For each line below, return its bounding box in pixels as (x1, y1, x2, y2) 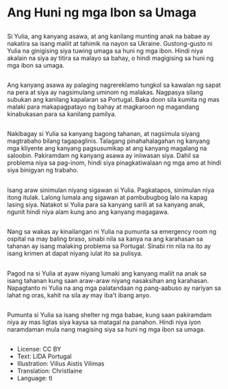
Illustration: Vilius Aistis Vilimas (16, 360, 105, 368)
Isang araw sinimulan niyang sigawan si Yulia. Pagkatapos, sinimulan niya (7, 186, 214, 194)
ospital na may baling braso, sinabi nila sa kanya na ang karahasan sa (7, 234, 203, 243)
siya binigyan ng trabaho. (7, 166, 79, 174)
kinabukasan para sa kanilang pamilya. (7, 109, 116, 118)
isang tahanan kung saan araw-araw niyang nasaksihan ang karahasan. (7, 276, 210, 284)
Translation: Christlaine (16, 367, 83, 375)
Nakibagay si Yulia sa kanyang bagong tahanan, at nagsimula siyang (7, 130, 201, 138)
